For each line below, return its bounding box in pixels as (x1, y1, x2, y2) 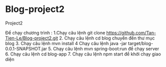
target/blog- (128, 40, 153, 46)
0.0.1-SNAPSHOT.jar (5, 45, 47, 51)
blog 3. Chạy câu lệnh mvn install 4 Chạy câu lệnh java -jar (5, 40, 127, 46)
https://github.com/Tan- (106, 29, 156, 35)
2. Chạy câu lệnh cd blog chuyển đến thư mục (59, 35, 155, 41)
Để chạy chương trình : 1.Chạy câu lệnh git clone (5, 29, 106, 35)
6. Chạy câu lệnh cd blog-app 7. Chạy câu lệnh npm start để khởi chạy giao (5, 51, 161, 57)
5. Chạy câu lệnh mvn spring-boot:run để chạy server (48, 45, 159, 51)
